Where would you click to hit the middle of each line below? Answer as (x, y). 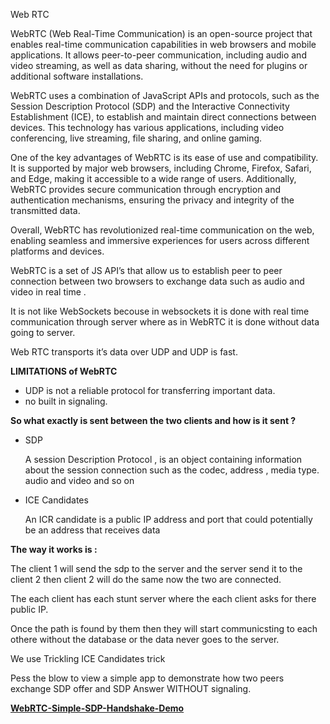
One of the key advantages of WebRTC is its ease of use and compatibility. (164, 157)
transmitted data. (45, 210)
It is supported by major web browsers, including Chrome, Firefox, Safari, (161, 168)
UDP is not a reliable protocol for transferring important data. (150, 390)
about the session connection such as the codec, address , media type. (172, 470)
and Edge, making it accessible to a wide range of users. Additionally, (153, 178)
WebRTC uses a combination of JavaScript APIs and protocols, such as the (165, 95)
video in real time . (48, 292)
